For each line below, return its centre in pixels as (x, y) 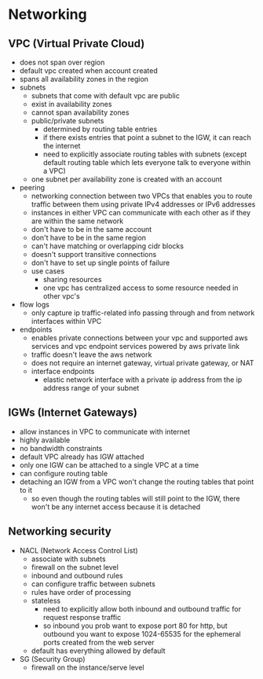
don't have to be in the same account (91, 229)
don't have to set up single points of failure (100, 262)
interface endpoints (63, 371)
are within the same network (77, 221)
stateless (46, 600)
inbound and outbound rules (77, 575)
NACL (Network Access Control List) (79, 550)
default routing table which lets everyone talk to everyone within (147, 162)
